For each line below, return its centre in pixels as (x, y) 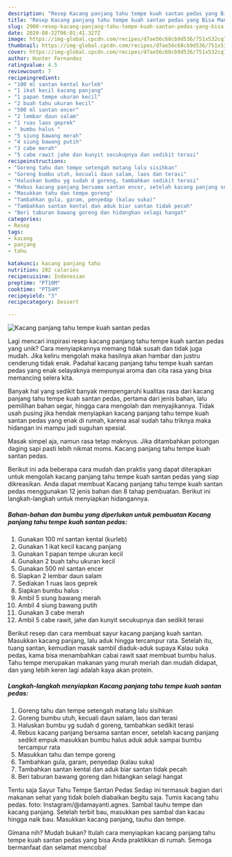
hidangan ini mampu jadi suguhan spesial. (67, 428)
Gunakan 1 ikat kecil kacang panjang (70, 547)
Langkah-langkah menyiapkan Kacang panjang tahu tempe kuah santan (115, 686)
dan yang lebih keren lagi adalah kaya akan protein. (81, 670)
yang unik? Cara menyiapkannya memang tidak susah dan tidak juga (105, 349)
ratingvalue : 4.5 (33, 65)
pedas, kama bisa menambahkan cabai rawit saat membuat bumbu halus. (112, 655)
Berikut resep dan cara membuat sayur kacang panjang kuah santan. (106, 633)
